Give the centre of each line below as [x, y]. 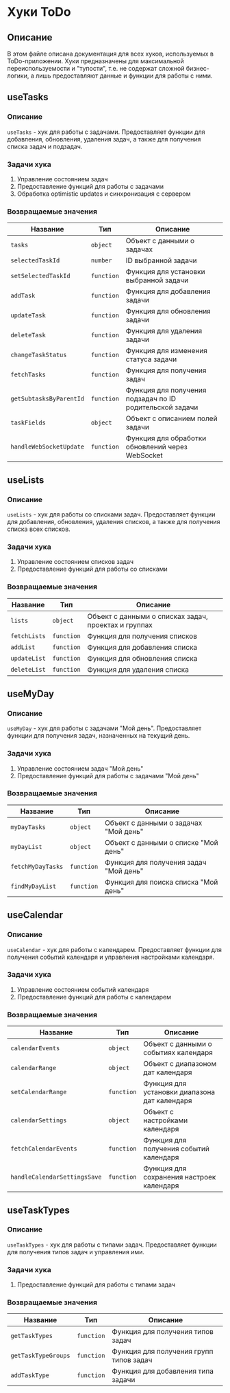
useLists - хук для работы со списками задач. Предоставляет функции [111, 514]
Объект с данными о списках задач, [148, 616]
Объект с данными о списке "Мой [162, 842]
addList [23, 647]
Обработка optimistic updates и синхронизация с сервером [104, 194]
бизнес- [198, 68]
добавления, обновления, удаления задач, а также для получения [104, 139]
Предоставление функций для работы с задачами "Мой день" [108, 775]
